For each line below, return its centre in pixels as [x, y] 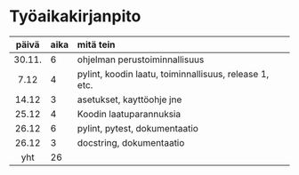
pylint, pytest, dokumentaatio [137, 128]
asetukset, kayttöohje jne [129, 99]
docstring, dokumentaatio [131, 142]
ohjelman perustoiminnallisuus [141, 60]
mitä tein [96, 44]
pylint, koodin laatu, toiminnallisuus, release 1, [173, 74]
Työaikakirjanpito [75, 16]
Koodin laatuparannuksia [129, 114]
